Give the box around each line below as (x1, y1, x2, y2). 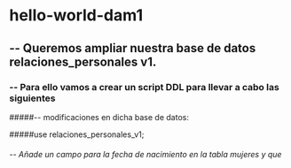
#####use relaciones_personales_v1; (9, 129, 145, 140)
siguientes (9, 92, 56, 104)
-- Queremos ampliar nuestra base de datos (9, 41, 256, 56)
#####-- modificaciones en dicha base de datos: (9, 111, 189, 122)
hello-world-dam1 (9, 5, 144, 26)
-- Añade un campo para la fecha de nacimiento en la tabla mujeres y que (9, 149, 282, 160)
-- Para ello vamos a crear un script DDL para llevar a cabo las (9, 80, 279, 93)
